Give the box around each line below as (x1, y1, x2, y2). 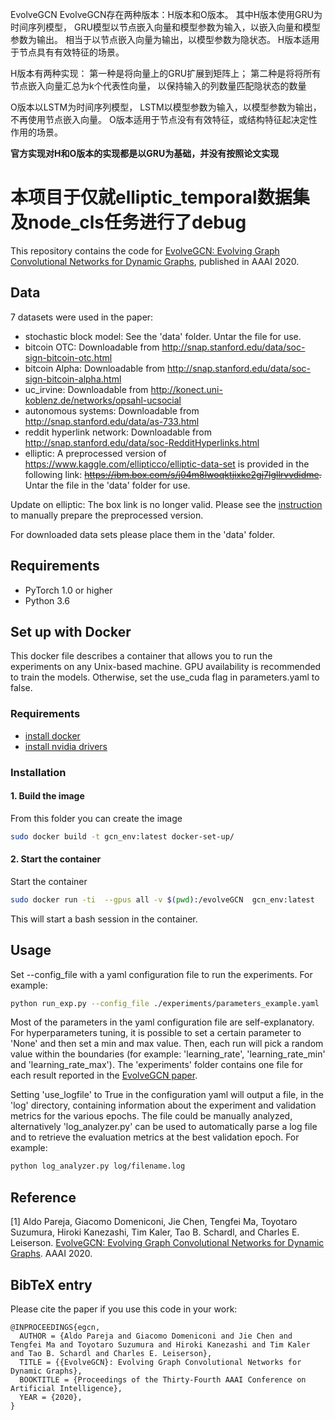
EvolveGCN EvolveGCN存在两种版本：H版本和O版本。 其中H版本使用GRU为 (10, 9, 323, 20)
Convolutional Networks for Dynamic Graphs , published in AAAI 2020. (10, 255, 300, 267)
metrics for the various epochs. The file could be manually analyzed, (10, 1110, 293, 1122)
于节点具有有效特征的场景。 (10, 46, 125, 58)
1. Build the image (10, 790, 85, 802)
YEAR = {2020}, (19, 1392, 83, 1402)
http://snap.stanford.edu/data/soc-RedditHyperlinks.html (24, 436, 260, 448)
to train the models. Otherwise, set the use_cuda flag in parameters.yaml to (10, 671, 320, 683)
